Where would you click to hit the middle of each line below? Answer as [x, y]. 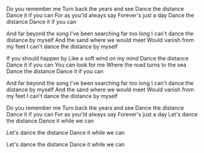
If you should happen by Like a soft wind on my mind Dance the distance [97, 58]
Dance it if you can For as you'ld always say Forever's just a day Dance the [100, 15]
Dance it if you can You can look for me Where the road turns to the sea [97, 65]
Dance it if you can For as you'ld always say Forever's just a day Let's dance [102, 114]
